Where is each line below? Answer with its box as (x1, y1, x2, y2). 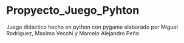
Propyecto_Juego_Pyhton (6, 4, 140, 17)
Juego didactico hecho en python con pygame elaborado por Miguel (6, 23, 178, 30)
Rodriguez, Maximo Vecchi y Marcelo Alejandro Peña (6, 29, 140, 36)
